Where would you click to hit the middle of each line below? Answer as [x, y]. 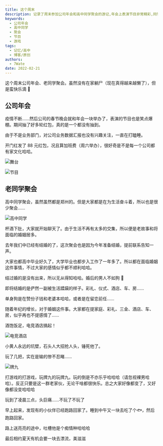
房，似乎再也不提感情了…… [32, 315]
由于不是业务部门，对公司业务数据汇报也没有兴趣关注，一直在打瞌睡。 [75, 135]
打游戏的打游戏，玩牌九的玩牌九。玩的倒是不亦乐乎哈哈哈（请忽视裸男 [75, 377]
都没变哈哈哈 [22, 389]
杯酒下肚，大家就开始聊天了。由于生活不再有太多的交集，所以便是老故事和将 [81, 228]
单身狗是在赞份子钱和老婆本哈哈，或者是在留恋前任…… [60, 298]
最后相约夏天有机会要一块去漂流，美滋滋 [45, 438]
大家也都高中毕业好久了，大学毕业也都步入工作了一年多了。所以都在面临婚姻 [81, 261]
